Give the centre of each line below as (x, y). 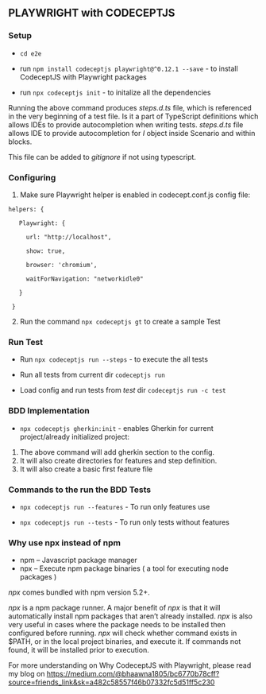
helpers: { (26, 209)
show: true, (46, 251)
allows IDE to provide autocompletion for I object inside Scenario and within (132, 133)
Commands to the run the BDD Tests (80, 490)
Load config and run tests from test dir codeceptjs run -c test (123, 390)
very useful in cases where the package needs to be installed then (117, 625)
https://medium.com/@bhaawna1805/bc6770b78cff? (133, 674)
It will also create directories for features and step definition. (118, 460)
